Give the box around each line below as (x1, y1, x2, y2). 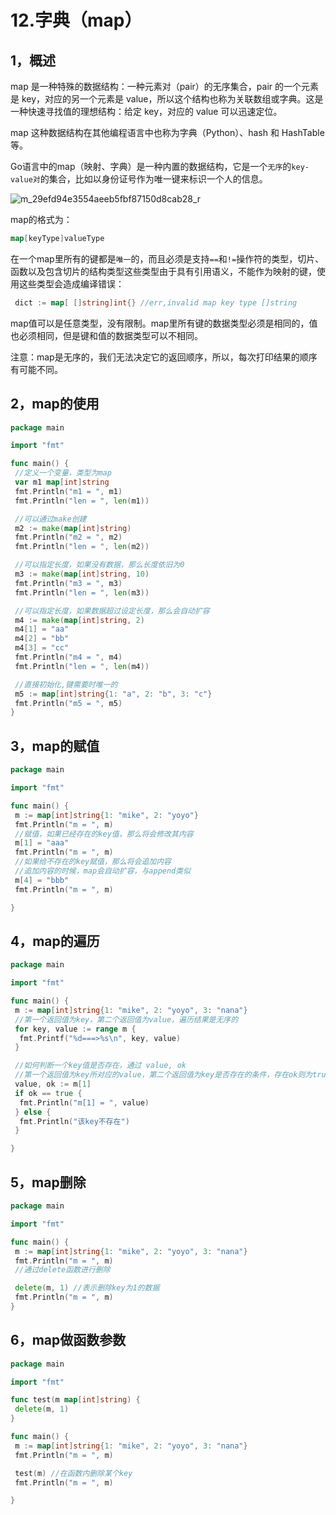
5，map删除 (10, 1174, 87, 1191)
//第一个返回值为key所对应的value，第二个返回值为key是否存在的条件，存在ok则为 (14, 1070, 313, 1080)
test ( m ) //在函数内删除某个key (14, 1468, 133, 1478)
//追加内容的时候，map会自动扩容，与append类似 (14, 866, 192, 876)
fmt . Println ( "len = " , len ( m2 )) (14, 542, 150, 552)
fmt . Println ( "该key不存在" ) (19, 1116, 130, 1126)
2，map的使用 (10, 396, 100, 413)
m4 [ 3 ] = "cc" (14, 643, 70, 653)
